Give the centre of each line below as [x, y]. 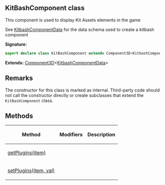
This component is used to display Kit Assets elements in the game [73, 20]
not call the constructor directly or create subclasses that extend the [74, 95]
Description [101, 135]
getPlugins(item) [27, 153]
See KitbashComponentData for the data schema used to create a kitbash [80, 30]
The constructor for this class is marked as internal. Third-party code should [82, 90]
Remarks [19, 78]
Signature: [16, 44]
